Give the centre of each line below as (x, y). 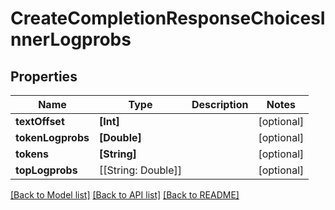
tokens (32, 154)
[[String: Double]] (140, 170)
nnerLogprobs (71, 39)
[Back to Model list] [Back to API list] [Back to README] (125, 195)
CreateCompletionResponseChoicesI (168, 18)
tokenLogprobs (52, 137)
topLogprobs (46, 170)
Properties (44, 76)
